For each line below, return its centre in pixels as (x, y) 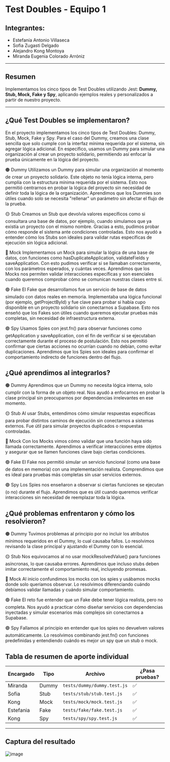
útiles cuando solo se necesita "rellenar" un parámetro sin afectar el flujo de (84, 198)
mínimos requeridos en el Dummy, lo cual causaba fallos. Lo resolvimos (80, 541)
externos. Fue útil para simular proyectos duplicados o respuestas (74, 426)
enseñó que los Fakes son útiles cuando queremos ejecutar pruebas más (81, 312)
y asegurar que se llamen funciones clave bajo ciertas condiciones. (75, 452)
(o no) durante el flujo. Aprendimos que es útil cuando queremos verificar (82, 492)
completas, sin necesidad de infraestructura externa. (60, 318)
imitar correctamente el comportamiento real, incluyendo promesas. (76, 569)
